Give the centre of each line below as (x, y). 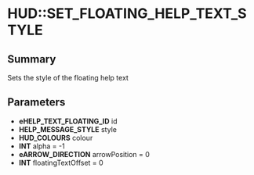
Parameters (36, 102)
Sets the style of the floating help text (68, 78)
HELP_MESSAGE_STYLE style (67, 129)
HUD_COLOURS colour (56, 137)
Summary (32, 59)
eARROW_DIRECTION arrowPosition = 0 (84, 154)
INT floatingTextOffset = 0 (61, 162)
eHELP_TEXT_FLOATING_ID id (68, 121)
